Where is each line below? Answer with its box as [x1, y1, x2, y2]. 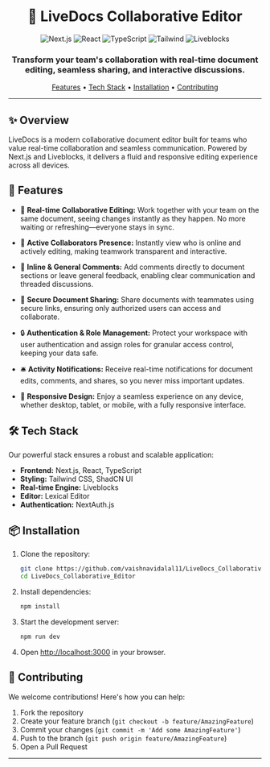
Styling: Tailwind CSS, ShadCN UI [19, 474, 133, 483]
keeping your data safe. [19, 348, 99, 358]
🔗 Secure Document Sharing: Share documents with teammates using [19, 294, 255, 305]
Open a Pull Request [19, 741, 88, 752]
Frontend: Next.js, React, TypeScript [19, 465, 142, 475]
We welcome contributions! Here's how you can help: [8, 692, 186, 702]
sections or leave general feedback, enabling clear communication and [19, 270, 256, 280]
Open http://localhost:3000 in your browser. [19, 647, 166, 657]
